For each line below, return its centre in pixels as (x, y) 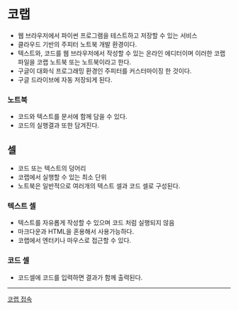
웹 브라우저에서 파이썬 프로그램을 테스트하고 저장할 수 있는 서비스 (107, 35)
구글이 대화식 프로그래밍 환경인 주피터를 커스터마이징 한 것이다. (105, 71)
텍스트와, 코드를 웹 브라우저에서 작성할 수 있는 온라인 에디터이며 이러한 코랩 (121, 53)
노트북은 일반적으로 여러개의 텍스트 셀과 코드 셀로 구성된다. (99, 186)
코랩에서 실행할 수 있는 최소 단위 (62, 177)
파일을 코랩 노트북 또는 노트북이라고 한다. (74, 62)
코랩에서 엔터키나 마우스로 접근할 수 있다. (74, 241)
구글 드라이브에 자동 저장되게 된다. (65, 79)
